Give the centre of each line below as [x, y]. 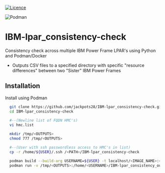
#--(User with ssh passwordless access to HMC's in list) [70, 147]
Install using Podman [26, 98]
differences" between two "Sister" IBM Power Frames [67, 70]
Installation [23, 86]
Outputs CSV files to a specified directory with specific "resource [78, 65]
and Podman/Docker [26, 56]
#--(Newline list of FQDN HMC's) [44, 120]
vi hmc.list [22, 125]
